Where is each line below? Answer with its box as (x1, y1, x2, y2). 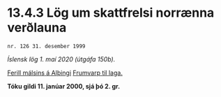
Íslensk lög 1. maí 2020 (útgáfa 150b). (7, 54, 116, 64)
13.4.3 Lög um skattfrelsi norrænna (7, 5, 215, 21)
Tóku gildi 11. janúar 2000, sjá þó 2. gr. (7, 82, 121, 90)
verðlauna (7, 20, 67, 36)
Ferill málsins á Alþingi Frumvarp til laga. (7, 68, 123, 77)
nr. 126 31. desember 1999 (7, 43, 86, 50)
